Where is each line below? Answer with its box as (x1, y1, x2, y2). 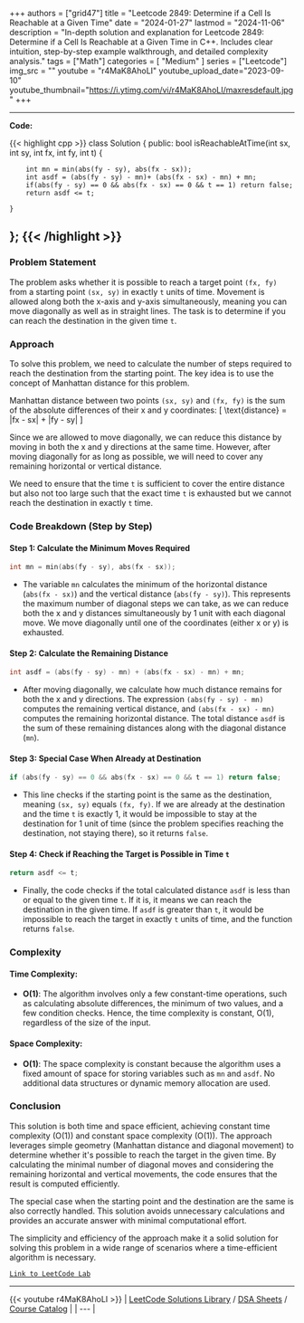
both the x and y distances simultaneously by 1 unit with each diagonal (22, 607, 286, 618)
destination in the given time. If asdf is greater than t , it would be (22, 904, 264, 915)
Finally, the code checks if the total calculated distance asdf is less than (22, 885, 291, 896)
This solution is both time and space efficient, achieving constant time (9, 1120, 271, 1131)
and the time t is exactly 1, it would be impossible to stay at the (22, 809, 258, 820)
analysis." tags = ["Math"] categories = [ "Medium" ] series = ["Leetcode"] (9, 56, 288, 66)
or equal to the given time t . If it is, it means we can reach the (22, 895, 252, 906)
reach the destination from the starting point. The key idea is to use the (9, 367, 274, 378)
